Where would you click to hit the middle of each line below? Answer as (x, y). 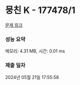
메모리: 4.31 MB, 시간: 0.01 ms (35, 51)
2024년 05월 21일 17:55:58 (32, 77)
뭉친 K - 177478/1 (40, 10)
